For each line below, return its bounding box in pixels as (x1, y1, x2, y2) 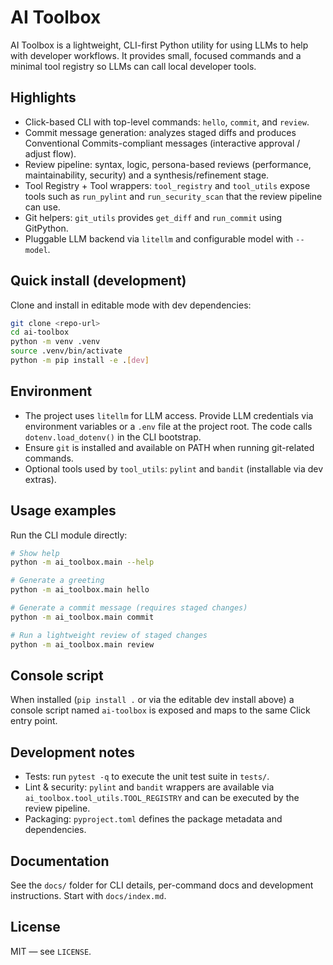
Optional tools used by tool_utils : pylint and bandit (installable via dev (24, 462, 324, 475)
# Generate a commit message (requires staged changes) (10, 603, 248, 613)
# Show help (10, 548, 60, 558)
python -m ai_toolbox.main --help (10, 557, 155, 568)
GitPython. (24, 222, 69, 234)
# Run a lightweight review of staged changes (10, 630, 208, 640)
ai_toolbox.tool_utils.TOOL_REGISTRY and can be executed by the (24, 792, 300, 804)
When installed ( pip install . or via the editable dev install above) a (10, 694, 295, 706)
